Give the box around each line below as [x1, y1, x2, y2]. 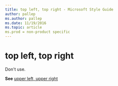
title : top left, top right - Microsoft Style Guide [5, 7, 114, 12]
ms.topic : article [5, 25, 42, 30]
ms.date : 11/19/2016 [5, 20, 47, 26]
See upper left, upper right [5, 75, 58, 81]
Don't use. [5, 66, 26, 72]
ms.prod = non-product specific [5, 29, 70, 34]
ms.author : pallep [5, 16, 42, 21]
